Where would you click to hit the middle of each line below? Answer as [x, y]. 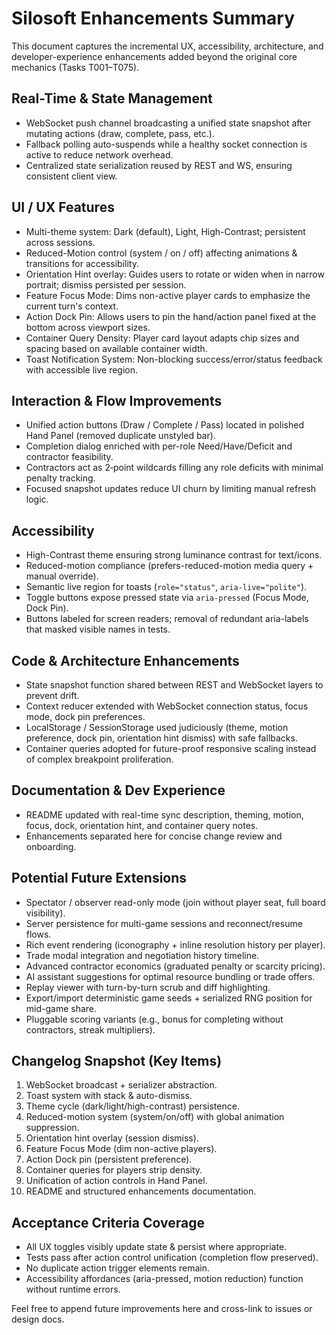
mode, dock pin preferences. [85, 716]
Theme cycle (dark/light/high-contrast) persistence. [132, 1106]
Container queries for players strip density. [114, 1170]
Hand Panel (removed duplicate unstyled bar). [120, 436]
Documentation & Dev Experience [118, 790]
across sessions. [60, 242]
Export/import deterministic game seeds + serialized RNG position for [169, 998]
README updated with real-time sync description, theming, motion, [164, 814]
